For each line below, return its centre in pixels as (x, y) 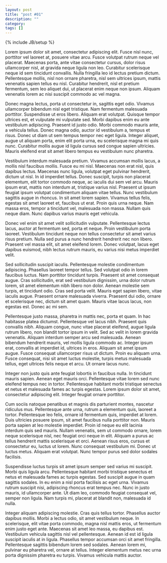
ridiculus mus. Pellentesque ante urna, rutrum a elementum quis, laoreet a (81, 410)
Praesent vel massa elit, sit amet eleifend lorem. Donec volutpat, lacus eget (82, 244)
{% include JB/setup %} (30, 42)
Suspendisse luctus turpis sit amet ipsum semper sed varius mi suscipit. (79, 467)
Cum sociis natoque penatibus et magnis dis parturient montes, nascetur (80, 404)
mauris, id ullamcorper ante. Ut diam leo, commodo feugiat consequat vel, (81, 493)
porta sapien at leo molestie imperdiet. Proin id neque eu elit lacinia (74, 425)
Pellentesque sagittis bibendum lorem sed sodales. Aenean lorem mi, (76, 545)
